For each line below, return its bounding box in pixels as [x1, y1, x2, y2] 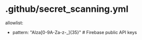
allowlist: [5, 20, 23, 26]
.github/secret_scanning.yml [5, 3, 128, 15]
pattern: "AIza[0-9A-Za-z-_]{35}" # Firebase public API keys [12, 29, 137, 35]
